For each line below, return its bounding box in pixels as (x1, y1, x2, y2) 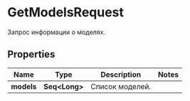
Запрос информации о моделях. (7, 28, 105, 36)
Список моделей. (90, 81, 152, 91)
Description (100, 69, 141, 79)
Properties (7, 48, 56, 60)
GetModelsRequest (7, 4, 125, 21)
